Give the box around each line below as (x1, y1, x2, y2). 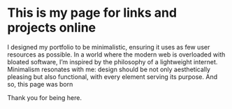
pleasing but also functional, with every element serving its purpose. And (7, 72, 218, 81)
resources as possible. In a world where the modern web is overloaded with (7, 50, 226, 59)
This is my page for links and (7, 5, 177, 21)
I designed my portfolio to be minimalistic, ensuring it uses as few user (7, 43, 210, 51)
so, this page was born (7, 80, 73, 88)
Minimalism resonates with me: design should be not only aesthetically (7, 65, 211, 73)
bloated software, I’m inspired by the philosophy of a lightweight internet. (7, 57, 218, 66)
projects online (7, 20, 96, 36)
